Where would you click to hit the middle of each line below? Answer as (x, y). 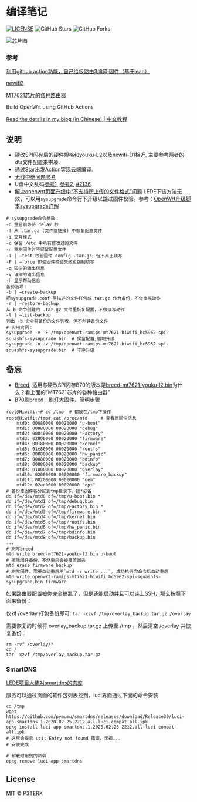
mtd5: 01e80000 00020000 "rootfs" (59, 449)
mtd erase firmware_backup (39, 565)
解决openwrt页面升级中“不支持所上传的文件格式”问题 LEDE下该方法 (96, 192)
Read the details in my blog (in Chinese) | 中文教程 (67, 119)
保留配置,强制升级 (96, 339)
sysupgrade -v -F (27, 333)
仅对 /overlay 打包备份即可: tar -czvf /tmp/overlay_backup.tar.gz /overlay (98, 613)
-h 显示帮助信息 (23, 281)
